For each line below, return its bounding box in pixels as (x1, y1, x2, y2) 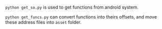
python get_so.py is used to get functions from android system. (5, 4, 139, 10)
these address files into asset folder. (5, 19, 82, 25)
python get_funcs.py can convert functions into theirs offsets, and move (5, 14, 157, 19)
